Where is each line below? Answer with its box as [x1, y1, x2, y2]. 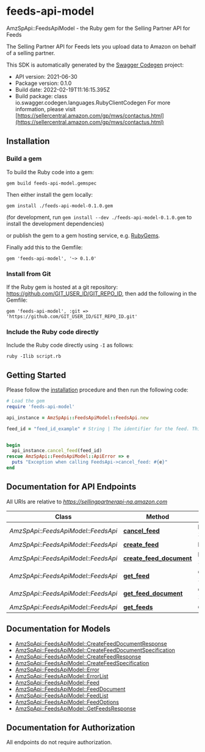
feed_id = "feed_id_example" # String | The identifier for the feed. [6, 426, 190, 432]
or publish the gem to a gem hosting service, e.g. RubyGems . [6, 232, 160, 239]
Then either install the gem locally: [6, 191, 93, 198]
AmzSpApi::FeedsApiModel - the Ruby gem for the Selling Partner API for [6, 24, 190, 32]
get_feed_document [123, 589, 183, 597]
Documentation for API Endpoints [6, 481, 137, 492]
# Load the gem [6, 398, 45, 404]
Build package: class [15, 92, 68, 100]
